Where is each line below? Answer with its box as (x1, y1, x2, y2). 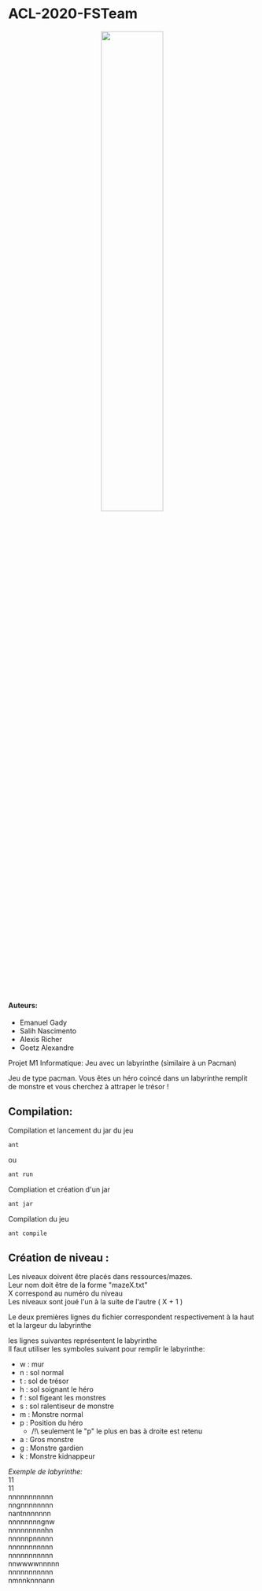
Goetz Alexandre (19, 1043, 75, 1052)
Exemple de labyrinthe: (8, 1467, 83, 1477)
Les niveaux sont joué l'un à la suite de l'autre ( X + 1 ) (8, 1297, 183, 1307)
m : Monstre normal (19, 1410, 84, 1419)
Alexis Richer (19, 1035, 63, 1044)
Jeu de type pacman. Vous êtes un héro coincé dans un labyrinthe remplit (8, 1074, 248, 1083)
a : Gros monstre (19, 1435, 74, 1445)
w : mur (19, 1359, 45, 1369)
